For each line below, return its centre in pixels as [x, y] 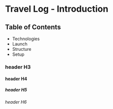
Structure [22, 49]
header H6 [16, 102]
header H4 [16, 79]
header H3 [18, 67]
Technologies [26, 39]
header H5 [16, 90]
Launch [20, 44]
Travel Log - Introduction [57, 9]
